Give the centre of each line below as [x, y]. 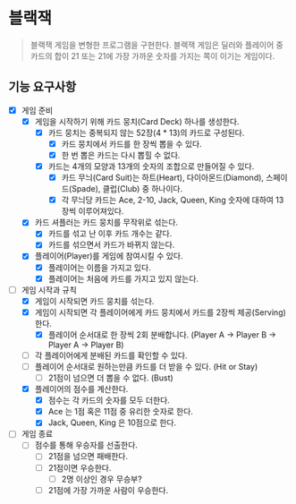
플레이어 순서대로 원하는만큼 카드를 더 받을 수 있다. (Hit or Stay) [146, 366]
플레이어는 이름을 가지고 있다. [99, 267]
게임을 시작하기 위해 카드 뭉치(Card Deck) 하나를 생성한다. [137, 121]
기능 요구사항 [42, 87]
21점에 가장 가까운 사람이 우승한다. [108, 490]
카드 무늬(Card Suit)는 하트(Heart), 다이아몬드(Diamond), [163, 178]
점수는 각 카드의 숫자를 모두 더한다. [109, 400]
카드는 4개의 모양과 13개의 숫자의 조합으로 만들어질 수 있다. [151, 167]
